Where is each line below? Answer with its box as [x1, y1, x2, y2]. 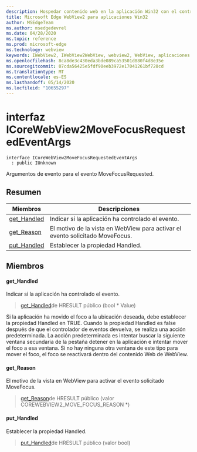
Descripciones [98, 205, 140, 213]
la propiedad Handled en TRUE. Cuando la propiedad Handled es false [6, 320, 176, 327]
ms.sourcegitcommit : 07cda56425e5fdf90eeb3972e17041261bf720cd [6, 63, 164, 69]
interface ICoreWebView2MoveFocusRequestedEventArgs [6, 155, 138, 160]
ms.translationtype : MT [6, 69, 64, 75]
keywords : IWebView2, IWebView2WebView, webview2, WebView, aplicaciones [6, 52, 191, 58]
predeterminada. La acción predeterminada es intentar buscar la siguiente [6, 332, 185, 339]
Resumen [6, 188, 42, 197]
